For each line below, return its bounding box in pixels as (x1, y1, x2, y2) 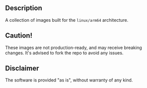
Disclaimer (5, 64, 39, 73)
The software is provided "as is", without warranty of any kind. (5, 77, 133, 83)
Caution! (5, 32, 33, 40)
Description (5, 4, 42, 12)
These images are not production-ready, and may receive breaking (5, 44, 143, 50)
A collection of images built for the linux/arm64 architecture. (5, 17, 129, 23)
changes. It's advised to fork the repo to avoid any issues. (5, 49, 124, 56)
